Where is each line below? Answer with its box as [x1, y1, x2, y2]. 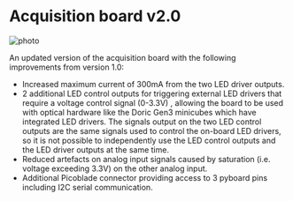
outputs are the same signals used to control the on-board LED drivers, [21, 125, 281, 136]
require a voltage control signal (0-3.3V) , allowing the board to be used [21, 97, 284, 108]
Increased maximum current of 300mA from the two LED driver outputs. [21, 78, 285, 89]
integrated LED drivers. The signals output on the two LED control [21, 116, 262, 127]
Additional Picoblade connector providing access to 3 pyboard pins [21, 172, 268, 182]
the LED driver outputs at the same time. [21, 144, 170, 155]
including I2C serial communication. [21, 182, 153, 192]
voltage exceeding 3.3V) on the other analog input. [21, 163, 208, 174]
